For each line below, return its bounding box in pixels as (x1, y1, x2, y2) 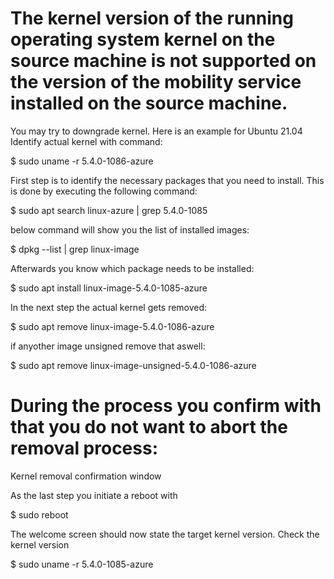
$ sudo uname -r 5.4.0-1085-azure (10, 558, 154, 570)
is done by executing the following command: (10, 185, 198, 197)
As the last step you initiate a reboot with (10, 489, 178, 501)
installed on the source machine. (10, 92, 288, 115)
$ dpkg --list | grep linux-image (10, 243, 140, 255)
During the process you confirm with (10, 395, 322, 417)
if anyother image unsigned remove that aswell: (10, 340, 206, 352)
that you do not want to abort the (10, 416, 288, 439)
